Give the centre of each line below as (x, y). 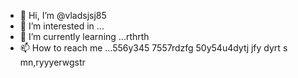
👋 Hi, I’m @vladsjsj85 (63, 15)
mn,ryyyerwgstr (52, 62)
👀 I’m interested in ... (62, 26)
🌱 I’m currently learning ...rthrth (84, 36)
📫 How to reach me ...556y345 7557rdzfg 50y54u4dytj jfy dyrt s (153, 48)
